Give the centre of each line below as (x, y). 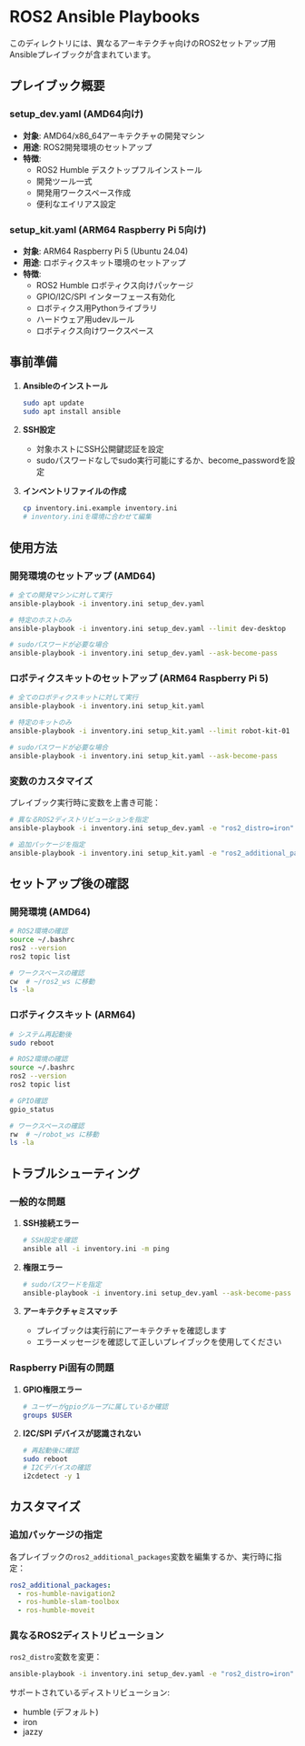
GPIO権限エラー (53, 1390)
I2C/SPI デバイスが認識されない (82, 1433)
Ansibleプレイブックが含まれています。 (83, 54)
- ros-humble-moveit (56, 1611)
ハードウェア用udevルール (85, 319)
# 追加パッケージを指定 (47, 844)
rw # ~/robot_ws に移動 (54, 1134)
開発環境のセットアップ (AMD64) (83, 576)
